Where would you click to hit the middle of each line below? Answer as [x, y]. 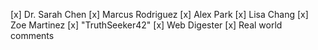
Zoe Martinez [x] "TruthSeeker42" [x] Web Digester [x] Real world [146, 25]
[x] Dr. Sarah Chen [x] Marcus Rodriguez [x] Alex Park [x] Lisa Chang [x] [159, 14]
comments [32, 35]
